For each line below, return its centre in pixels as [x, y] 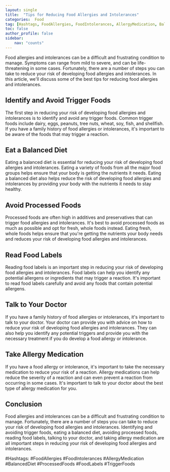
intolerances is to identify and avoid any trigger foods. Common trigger [79, 118]
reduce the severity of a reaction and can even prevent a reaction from [79, 377]
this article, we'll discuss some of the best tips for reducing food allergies [82, 79]
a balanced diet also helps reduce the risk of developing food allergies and [83, 179]
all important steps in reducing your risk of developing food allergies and [81, 443]
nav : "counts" [29, 43]
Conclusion [24, 404]
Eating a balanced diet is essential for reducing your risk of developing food [84, 162]
